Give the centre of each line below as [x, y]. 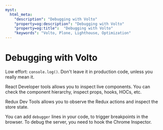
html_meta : [21, 14]
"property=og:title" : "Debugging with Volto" [64, 28]
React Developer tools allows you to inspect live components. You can [78, 86]
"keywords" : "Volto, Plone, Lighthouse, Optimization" [73, 33]
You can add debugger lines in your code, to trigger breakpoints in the [77, 116]
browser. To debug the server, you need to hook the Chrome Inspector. [78, 122]
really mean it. [20, 77]
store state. [17, 107]
